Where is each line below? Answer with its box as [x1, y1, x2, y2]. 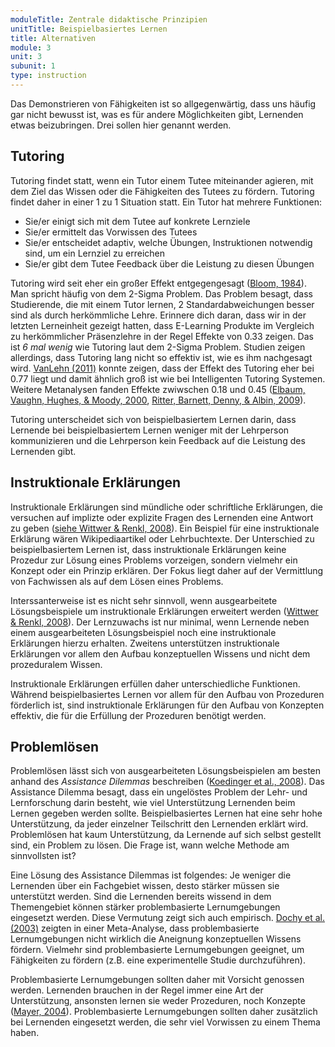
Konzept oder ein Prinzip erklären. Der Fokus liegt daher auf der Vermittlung [10, 564, 324, 576]
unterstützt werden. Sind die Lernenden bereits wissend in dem [10, 891, 272, 903]
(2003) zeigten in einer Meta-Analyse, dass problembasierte [10, 922, 260, 935]
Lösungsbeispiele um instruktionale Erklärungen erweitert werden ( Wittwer [10, 605, 319, 617]
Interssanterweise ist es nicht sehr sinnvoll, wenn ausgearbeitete [10, 594, 278, 606]
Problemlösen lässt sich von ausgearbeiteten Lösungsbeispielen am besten [10, 765, 322, 777]
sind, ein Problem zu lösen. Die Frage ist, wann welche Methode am [10, 839, 290, 851]
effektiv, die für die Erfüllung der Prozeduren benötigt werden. [10, 709, 267, 721]
